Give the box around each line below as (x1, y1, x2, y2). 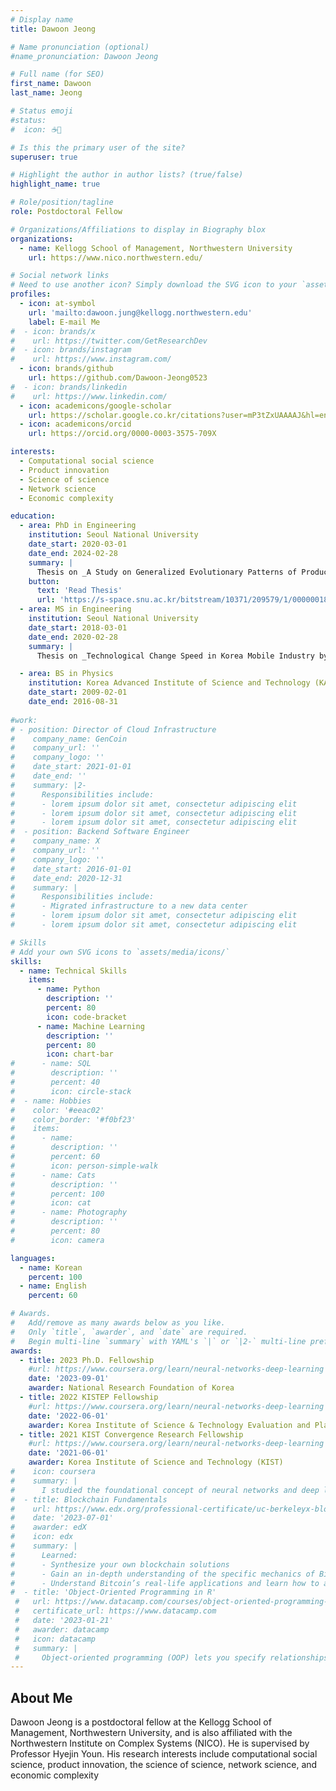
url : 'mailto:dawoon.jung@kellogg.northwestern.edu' (28, 307, 253, 318)
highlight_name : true (10, 179, 101, 190)
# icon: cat (10, 1198, 92, 1208)
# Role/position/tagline (10, 197, 114, 208)
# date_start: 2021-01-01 (10, 762, 132, 772)
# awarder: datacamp (14, 1624, 110, 1635)
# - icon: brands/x (10, 326, 97, 336)
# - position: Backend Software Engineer (10, 827, 190, 837)
